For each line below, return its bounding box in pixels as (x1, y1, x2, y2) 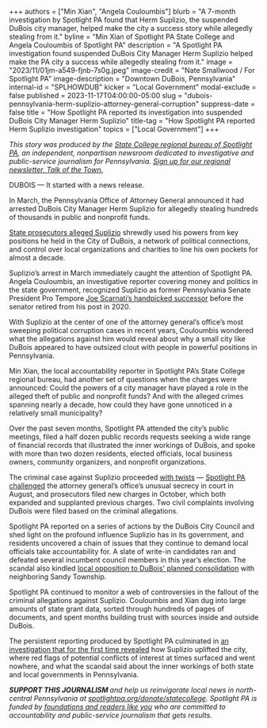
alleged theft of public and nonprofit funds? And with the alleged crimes (9, 392, 244, 400)
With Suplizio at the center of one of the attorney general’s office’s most (9, 317, 244, 327)
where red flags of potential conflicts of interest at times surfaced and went (9, 653, 256, 662)
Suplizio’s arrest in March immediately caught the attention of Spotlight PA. (9, 268, 253, 278)
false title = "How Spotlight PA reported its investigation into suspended (9, 108, 242, 117)
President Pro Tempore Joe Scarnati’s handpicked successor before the (9, 294, 244, 303)
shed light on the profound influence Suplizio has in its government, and (9, 530, 244, 539)
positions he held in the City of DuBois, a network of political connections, (9, 237, 250, 245)
